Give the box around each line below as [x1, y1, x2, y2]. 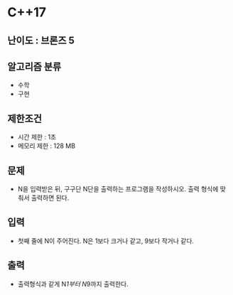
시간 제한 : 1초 [17, 133, 57, 141]
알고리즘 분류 [7, 60, 62, 73]
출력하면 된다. [31, 193, 70, 203]
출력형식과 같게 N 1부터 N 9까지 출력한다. [17, 279, 129, 288]
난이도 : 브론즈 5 [7, 34, 75, 46]
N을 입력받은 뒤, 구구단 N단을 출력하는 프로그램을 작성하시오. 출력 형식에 [17, 185, 219, 193]
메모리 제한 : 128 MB [17, 141, 76, 150]
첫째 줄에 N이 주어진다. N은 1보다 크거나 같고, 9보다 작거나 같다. [17, 236, 194, 245]
